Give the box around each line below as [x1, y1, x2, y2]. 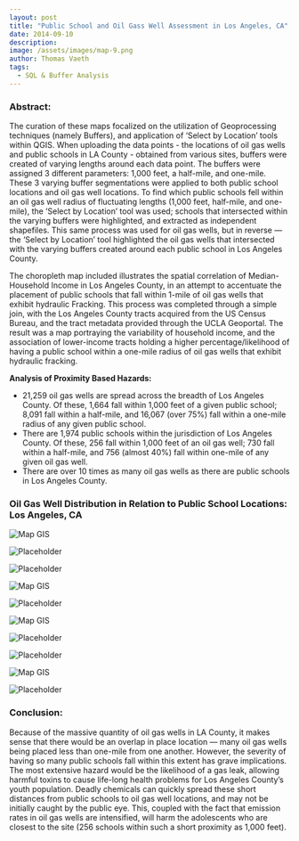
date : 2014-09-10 [9, 29, 74, 38]
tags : [9, 63, 29, 72]
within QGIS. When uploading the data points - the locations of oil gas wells [9, 140, 287, 151]
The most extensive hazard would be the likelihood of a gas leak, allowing [9, 764, 280, 775]
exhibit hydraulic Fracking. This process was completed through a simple [9, 299, 278, 310]
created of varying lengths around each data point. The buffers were [9, 159, 261, 169]
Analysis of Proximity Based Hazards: [9, 373, 152, 384]
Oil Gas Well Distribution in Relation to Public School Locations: [9, 497, 287, 510]
